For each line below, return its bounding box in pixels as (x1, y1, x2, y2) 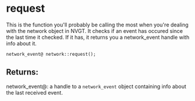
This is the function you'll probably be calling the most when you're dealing (6, 21, 189, 28)
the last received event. (6, 89, 63, 96)
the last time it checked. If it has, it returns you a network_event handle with (6, 33, 190, 41)
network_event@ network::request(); (6, 51, 96, 57)
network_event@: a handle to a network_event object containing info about (6, 83, 187, 90)
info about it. (6, 40, 37, 47)
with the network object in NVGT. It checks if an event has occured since (6, 27, 183, 34)
